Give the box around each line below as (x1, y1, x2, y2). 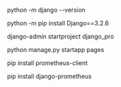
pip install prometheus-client (7, 59, 88, 67)
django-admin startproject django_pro (7, 32, 114, 40)
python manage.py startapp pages (7, 46, 105, 53)
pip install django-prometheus (7, 72, 92, 80)
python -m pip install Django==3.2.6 (7, 19, 109, 27)
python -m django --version (7, 6, 85, 14)
